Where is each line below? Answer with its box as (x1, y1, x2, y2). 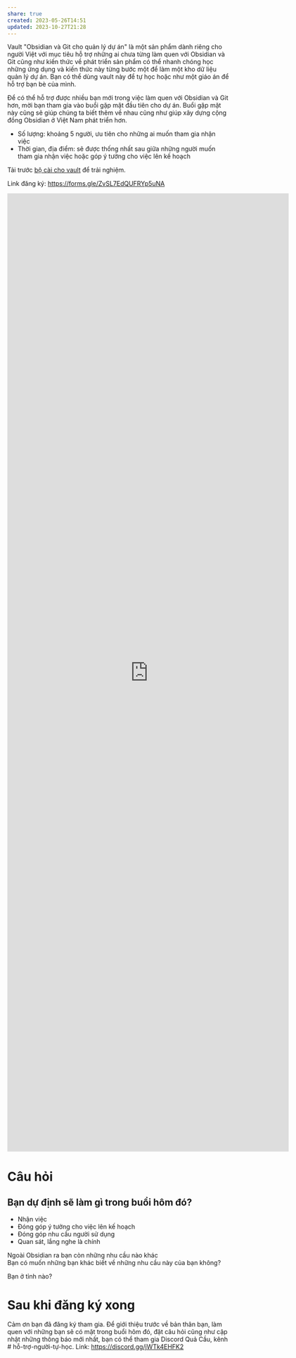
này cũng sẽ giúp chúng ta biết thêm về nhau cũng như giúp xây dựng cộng (7, 108, 227, 117)
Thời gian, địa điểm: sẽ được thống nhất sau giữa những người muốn (17, 145, 216, 153)
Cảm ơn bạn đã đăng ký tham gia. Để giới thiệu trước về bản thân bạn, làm (7, 1320, 223, 1328)
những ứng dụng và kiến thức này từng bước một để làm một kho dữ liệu (7, 65, 217, 74)
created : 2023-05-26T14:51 (7, 17, 86, 24)
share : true (7, 10, 42, 18)
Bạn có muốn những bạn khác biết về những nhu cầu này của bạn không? (7, 1259, 221, 1267)
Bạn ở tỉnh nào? (7, 1272, 53, 1281)
